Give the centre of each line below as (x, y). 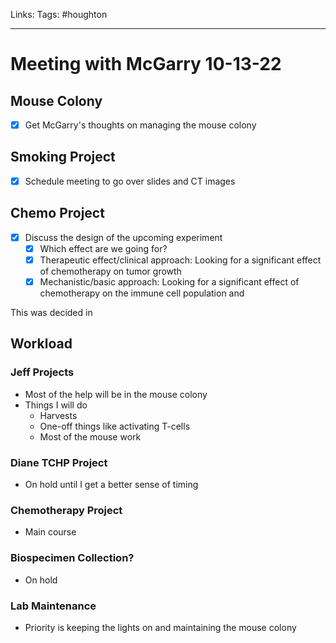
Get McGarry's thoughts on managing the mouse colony (140, 125)
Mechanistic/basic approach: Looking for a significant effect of (169, 281)
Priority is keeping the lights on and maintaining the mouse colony (160, 627)
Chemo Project (57, 213)
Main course (50, 532)
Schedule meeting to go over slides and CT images (130, 181)
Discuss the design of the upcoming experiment (123, 237)
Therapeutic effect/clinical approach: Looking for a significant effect (180, 260)
